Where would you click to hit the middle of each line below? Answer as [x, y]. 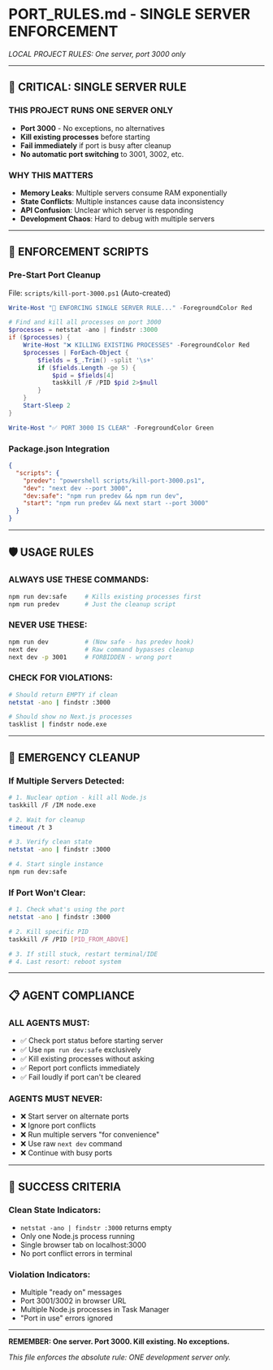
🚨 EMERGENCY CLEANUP [74, 757]
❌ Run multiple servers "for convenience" [90, 1135]
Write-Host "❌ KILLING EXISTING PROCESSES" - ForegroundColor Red [136, 345]
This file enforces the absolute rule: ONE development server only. [120, 1357]
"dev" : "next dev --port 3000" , [78, 488]
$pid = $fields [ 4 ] [83, 375]
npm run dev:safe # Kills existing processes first [105, 596]
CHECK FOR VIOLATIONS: [61, 678]
